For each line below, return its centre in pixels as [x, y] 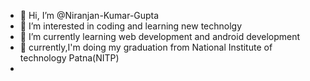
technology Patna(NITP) [69, 58]
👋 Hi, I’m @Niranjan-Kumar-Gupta [89, 15]
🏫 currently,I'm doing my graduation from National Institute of [146, 47]
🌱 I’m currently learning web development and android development [160, 36]
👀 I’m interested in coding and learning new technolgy [131, 26]
